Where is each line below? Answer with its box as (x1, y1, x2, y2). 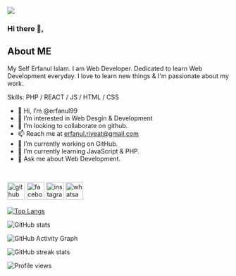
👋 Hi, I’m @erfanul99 (17, 106, 78, 115)
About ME (7, 46, 51, 58)
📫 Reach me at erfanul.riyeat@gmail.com (17, 129, 139, 137)
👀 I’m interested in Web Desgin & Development (17, 113, 153, 123)
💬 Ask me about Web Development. (17, 154, 121, 163)
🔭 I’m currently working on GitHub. (17, 139, 118, 148)
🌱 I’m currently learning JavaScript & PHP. (17, 146, 139, 155)
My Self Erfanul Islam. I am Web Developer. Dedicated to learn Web (7, 64, 203, 73)
